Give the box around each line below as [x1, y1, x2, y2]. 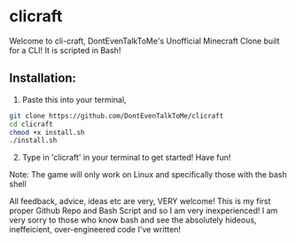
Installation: [9, 71, 77, 86]
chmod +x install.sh [9, 128, 86, 137]
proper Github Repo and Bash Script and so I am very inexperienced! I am [9, 206, 278, 216]
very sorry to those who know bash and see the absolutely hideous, [9, 215, 257, 225]
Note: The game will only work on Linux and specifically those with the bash [9, 169, 287, 180]
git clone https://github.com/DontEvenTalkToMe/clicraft [9, 111, 224, 121]
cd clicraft [9, 120, 53, 129]
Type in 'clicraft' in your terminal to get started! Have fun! [21, 153, 231, 163]
